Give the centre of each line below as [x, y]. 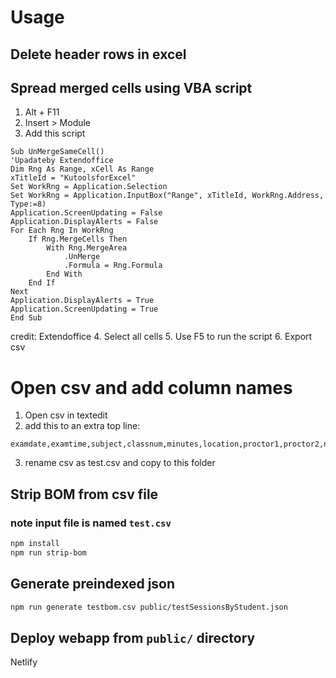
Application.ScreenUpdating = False [86, 213]
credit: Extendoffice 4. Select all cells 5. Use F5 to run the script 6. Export [161, 337]
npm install [35, 544]
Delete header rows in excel [98, 54]
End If [42, 283]
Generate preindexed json [93, 584]
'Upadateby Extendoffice [62, 161]
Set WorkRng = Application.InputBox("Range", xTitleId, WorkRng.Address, [167, 196]
